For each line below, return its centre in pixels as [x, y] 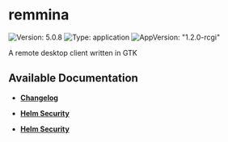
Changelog [39, 98]
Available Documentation [74, 78]
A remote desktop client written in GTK [73, 52]
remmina [39, 15]
